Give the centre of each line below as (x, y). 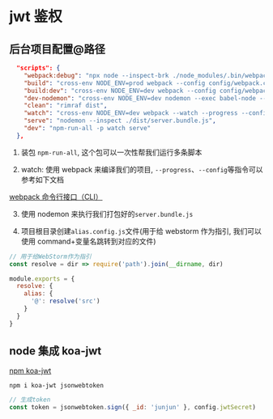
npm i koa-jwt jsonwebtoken (57, 386)
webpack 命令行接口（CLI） (56, 197)
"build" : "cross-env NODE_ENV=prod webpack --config (115, 83)
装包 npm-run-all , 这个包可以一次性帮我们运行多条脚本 (111, 152)
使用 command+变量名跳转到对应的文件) (88, 241)
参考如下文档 (42, 180)
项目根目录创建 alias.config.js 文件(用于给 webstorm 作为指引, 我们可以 (141, 231)
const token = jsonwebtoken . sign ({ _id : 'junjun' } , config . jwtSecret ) (132, 408)
